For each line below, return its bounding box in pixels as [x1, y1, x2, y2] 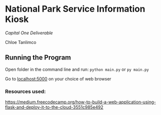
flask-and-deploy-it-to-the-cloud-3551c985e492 [5, 104, 103, 110]
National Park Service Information [5, 3, 145, 15]
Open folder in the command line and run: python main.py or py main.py [5, 66, 149, 72]
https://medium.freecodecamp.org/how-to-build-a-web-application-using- [5, 99, 156, 105]
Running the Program [5, 54, 71, 62]
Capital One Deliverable [5, 30, 53, 36]
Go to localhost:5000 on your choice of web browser [5, 76, 111, 81]
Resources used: [5, 88, 46, 95]
